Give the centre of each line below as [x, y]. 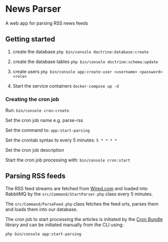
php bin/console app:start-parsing [43, 234]
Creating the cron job [32, 99]
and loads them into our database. [42, 209]
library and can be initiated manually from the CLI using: [65, 225]
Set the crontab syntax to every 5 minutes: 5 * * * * [61, 140]
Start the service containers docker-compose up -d [66, 86]
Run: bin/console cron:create [37, 110]
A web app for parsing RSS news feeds [47, 23]
